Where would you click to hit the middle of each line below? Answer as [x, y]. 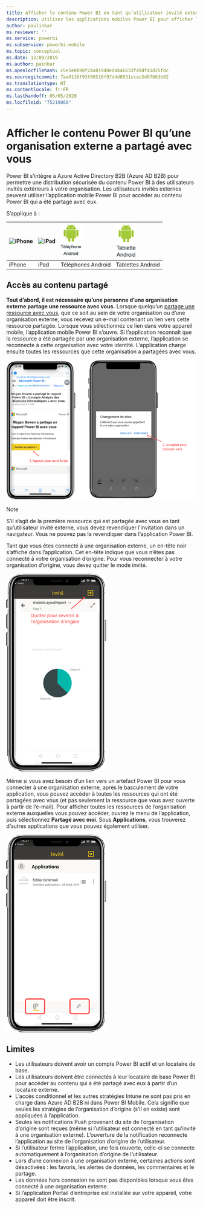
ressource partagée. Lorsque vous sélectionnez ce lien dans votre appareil [99, 325]
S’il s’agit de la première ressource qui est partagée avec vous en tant [93, 521]
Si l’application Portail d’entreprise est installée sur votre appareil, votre [103, 1193]
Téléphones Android [85, 265]
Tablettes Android [138, 265]
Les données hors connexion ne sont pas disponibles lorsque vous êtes [104, 1180]
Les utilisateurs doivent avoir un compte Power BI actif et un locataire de [105, 1064]
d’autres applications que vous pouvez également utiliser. [78, 826]
